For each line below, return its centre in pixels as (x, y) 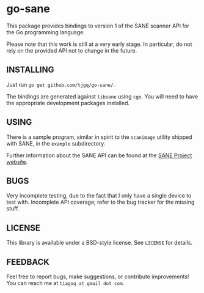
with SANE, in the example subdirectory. (56, 143)
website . (17, 161)
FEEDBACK (28, 262)
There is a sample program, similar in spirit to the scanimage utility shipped (99, 137)
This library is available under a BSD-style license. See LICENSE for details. (100, 243)
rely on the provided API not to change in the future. (72, 50)
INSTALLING (30, 70)
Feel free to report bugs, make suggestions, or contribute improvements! (98, 276)
